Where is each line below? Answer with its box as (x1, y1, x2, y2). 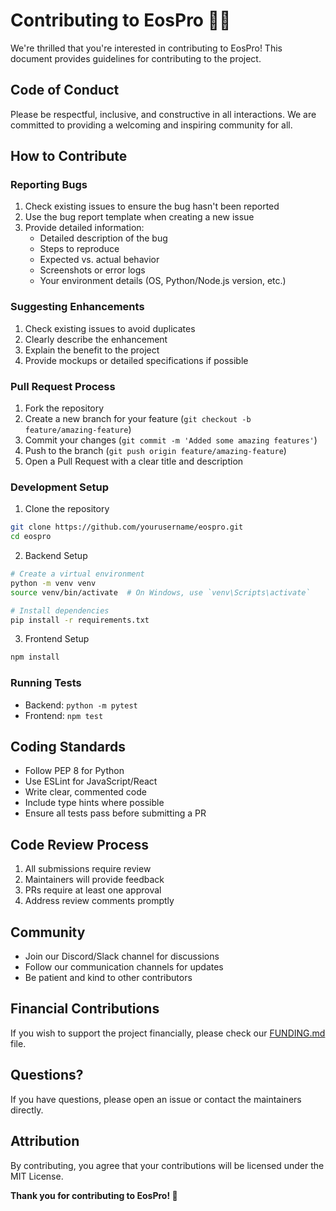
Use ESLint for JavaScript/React (24, 775, 158, 788)
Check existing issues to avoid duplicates (24, 322, 196, 334)
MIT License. (10, 1170, 64, 1182)
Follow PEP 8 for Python (24, 765, 125, 777)
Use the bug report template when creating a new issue (24, 211, 255, 223)
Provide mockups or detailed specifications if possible (24, 354, 249, 366)
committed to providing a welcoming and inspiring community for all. (10, 119, 293, 131)
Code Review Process (10, 836, 150, 853)
